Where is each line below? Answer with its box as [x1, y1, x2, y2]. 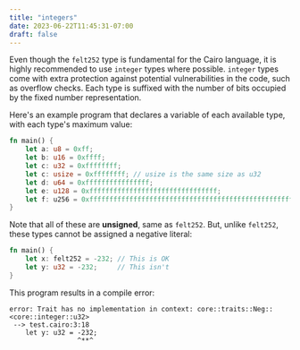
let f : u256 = [25, 194, 78, 204]
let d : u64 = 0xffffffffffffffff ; [25, 178, 154, 187]
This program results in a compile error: [9, 287, 155, 298]
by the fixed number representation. [9, 92, 142, 103]
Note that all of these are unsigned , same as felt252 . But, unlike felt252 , [9, 219, 279, 230]
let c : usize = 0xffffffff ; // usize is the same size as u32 [25, 169, 262, 179]
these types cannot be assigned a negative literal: [9, 229, 193, 240]
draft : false [9, 30, 58, 38]
